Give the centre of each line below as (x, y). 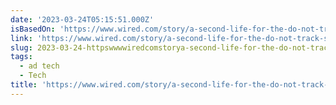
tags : (21, 57)
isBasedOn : (33, 29)
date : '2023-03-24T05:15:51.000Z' (82, 19)
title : (24, 85)
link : (21, 38)
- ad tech (39, 66)
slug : (21, 47)
